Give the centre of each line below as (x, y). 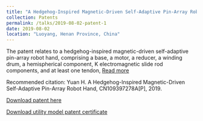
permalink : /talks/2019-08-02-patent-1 (56, 23)
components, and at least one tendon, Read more (68, 70)
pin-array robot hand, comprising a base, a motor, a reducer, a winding (94, 58)
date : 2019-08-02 (28, 29)
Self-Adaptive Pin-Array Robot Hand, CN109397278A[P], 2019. (84, 88)
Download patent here (34, 101)
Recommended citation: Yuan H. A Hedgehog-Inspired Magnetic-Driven (96, 82)
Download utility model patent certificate (57, 112)
